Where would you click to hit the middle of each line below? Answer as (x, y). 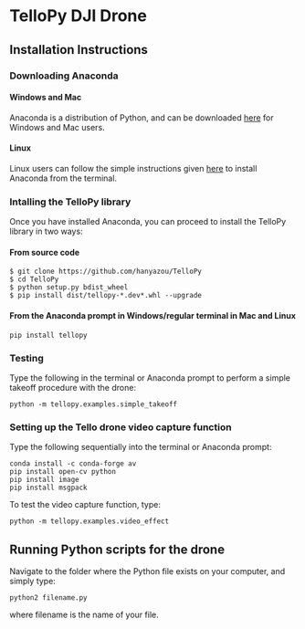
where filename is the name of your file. (84, 615)
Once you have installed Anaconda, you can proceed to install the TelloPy (148, 222)
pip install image (44, 480)
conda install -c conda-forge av (73, 464)
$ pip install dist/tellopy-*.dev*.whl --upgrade (106, 296)
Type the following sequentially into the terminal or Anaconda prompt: (141, 447)
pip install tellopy (49, 335)
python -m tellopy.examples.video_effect (89, 521)
